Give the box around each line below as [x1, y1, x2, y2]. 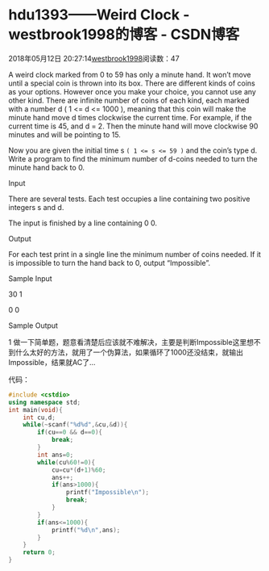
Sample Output [8, 321, 59, 330]
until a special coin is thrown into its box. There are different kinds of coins [8, 78, 255, 88]
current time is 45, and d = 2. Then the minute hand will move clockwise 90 [8, 121, 259, 131]
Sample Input [8, 273, 52, 283]
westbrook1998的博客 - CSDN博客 [8, 26, 240, 44]
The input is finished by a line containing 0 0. [8, 218, 158, 228]
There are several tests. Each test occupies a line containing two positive [8, 194, 250, 204]
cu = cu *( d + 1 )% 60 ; [51, 466, 106, 474]
